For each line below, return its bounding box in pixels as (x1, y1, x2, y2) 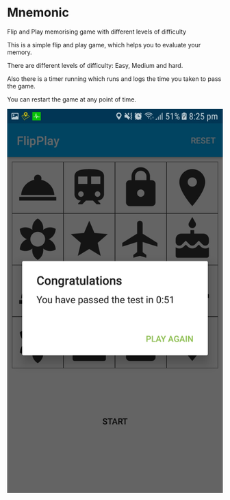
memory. (7, 48, 32, 56)
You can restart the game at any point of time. (7, 95, 137, 104)
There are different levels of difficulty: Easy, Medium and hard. (7, 61, 183, 69)
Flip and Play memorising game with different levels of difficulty (7, 27, 187, 36)
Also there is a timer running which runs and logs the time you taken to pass (7, 74, 222, 83)
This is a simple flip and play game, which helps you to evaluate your (7, 40, 201, 49)
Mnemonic (7, 5, 70, 21)
